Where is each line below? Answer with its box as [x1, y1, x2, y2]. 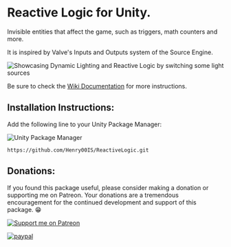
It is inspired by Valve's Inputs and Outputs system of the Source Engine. [7, 48, 213, 56]
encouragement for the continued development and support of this [7, 198, 197, 207]
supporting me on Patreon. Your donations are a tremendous [7, 191, 179, 199]
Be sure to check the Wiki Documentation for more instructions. [7, 82, 188, 90]
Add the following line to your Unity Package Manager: [7, 120, 162, 128]
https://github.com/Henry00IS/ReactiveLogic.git [7, 146, 149, 154]
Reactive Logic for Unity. [7, 5, 151, 21]
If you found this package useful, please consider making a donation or [7, 183, 209, 191]
